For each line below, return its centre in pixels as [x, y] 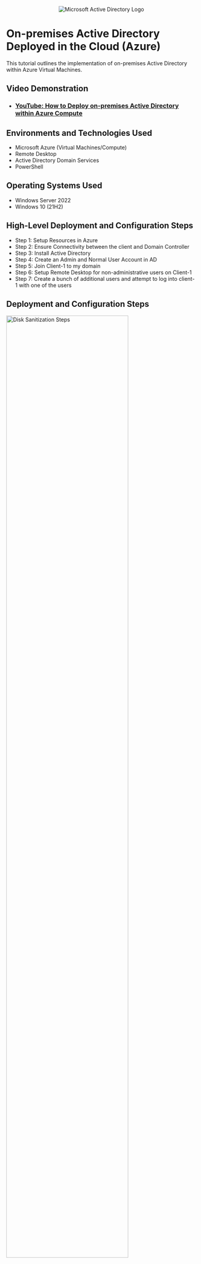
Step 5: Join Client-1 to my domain [58, 266]
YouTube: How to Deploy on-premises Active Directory [97, 106]
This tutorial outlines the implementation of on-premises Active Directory [97, 63]
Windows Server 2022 [43, 200]
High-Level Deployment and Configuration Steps [100, 226]
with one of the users [45, 285]
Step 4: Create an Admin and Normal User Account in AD [86, 259]
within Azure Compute [49, 114]
